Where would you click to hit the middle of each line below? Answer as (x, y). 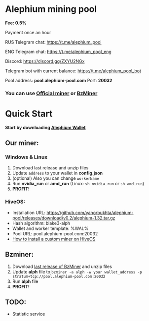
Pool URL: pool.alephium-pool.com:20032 (55, 233)
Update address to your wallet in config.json (57, 173)
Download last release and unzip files (50, 168)
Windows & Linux (26, 157)
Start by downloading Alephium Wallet (45, 127)
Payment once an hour (28, 32)
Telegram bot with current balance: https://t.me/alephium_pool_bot (73, 71)
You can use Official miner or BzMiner (51, 93)
